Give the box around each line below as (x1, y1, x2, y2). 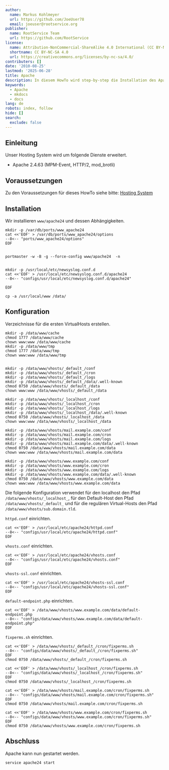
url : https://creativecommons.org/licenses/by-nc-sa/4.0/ (10, 54, 134, 60)
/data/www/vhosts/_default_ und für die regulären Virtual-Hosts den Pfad (5, 500, 157, 506)
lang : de (5, 101, 24, 106)
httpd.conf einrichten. (5, 515, 51, 521)
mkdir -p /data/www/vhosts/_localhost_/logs (5, 406, 100, 411)
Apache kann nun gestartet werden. (5, 750, 80, 756)
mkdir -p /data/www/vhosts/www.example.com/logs (5, 467, 109, 472)
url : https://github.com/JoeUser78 (10, 17, 84, 22)
